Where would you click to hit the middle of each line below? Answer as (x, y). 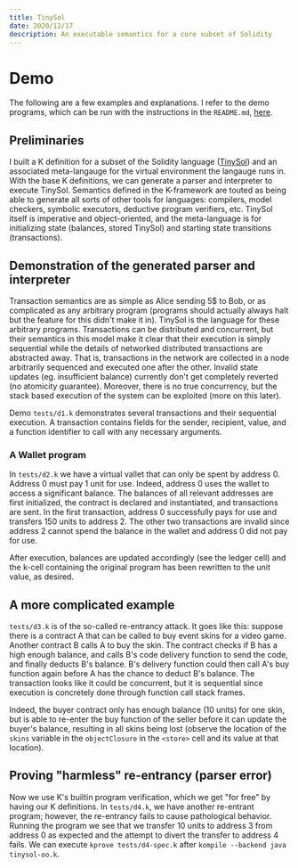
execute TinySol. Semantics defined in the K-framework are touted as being (148, 190)
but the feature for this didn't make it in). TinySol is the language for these (145, 319)
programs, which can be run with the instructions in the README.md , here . (141, 112)
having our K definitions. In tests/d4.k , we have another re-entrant (132, 807)
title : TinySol (37, 17)
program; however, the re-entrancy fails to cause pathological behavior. (141, 815)
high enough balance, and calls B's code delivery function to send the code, (149, 655)
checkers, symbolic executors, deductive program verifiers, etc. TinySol (141, 209)
